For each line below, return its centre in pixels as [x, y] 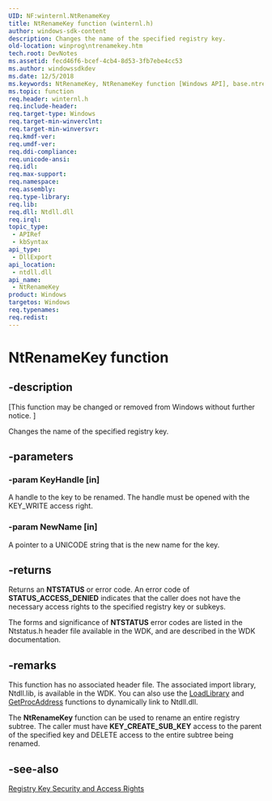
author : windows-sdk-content [57, 31]
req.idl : [23, 167]
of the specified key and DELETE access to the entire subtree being [121, 735]
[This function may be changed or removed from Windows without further [132, 407]
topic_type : [28, 227]
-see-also [34, 769]
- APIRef [27, 235]
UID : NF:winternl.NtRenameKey [59, 16]
